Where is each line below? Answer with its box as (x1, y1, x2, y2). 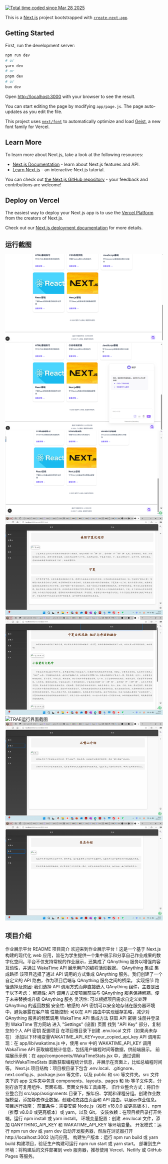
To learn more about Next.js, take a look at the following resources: (5, 151, 143, 158)
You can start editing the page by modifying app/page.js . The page (5, 103, 143, 109)
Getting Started (5, 29, 54, 38)
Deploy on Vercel (5, 196, 60, 205)
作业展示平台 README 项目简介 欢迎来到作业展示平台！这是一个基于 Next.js (5, 946, 161, 952)
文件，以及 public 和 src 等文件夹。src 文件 (70, 1071, 159, 1077)
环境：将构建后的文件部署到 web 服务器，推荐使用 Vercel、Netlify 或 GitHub (5, 1146, 162, 1152)
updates (5, 108, 22, 114)
